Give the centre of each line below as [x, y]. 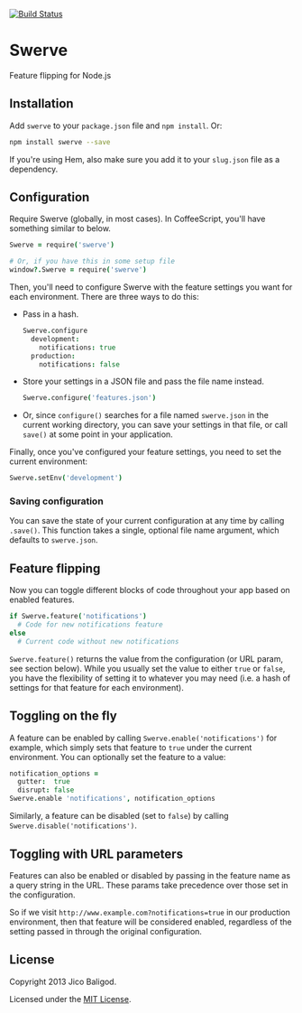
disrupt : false [46, 790]
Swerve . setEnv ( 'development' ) [66, 479]
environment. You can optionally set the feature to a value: [118, 757]
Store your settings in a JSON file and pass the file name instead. [143, 381]
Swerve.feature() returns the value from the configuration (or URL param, [146, 658]
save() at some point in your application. [97, 434]
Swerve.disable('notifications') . [73, 825]
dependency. [34, 169]
